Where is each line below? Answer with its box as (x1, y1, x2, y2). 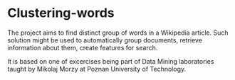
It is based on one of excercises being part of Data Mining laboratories (7, 57, 214, 65)
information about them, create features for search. (7, 43, 158, 52)
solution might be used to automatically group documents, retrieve (7, 35, 203, 44)
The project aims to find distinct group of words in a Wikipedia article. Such (7, 28, 229, 37)
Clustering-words (7, 5, 115, 21)
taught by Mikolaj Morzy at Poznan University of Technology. (7, 64, 187, 73)
